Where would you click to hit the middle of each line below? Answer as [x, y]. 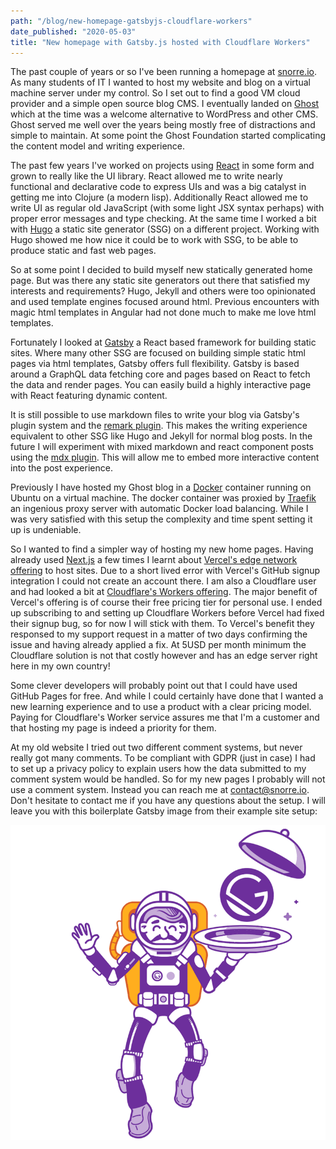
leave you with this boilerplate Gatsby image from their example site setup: [164, 811]
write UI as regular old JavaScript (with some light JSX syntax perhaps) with [167, 208]
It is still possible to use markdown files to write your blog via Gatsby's [155, 415]
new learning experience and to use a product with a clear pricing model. [161, 707]
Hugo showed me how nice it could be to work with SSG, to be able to [154, 240]
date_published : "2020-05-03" [73, 31]
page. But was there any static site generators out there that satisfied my [160, 281]
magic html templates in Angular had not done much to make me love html [163, 312]
